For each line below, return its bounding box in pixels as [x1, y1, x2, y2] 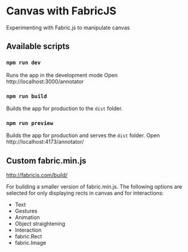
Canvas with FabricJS [6, 4, 116, 18]
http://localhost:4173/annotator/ [6, 138, 84, 145]
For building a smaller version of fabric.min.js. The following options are [6, 183, 183, 190]
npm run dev [6, 59, 41, 66]
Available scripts [6, 41, 70, 51]
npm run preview [6, 120, 54, 126]
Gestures [14, 208, 38, 215]
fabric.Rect [14, 233, 42, 240]
